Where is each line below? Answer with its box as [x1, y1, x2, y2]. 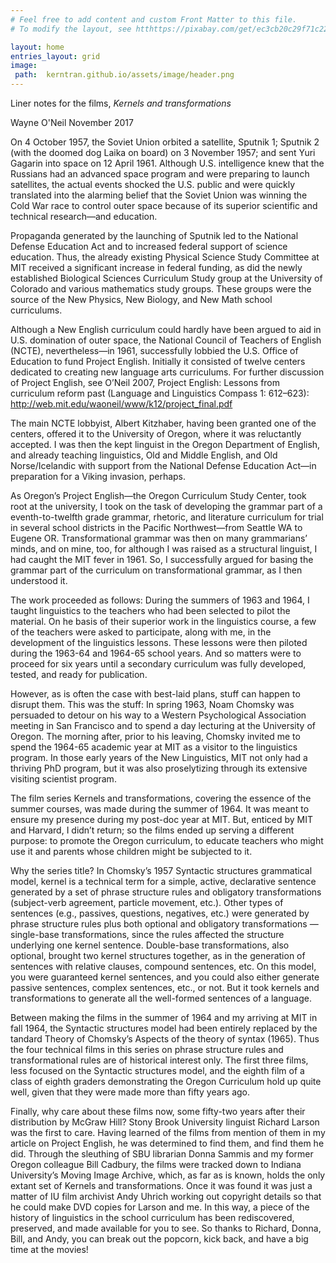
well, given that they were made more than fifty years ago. [10, 1086, 251, 1098]
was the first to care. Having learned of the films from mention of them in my [10, 1127, 326, 1138]
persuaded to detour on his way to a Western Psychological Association [10, 709, 307, 721]
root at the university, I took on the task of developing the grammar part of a [10, 501, 323, 512]
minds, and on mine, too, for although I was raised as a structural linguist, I [10, 543, 318, 555]
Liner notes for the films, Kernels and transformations [10, 97, 232, 109]
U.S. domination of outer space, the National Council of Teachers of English [10, 334, 322, 346]
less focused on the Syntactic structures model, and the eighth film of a [10, 1065, 305, 1076]
